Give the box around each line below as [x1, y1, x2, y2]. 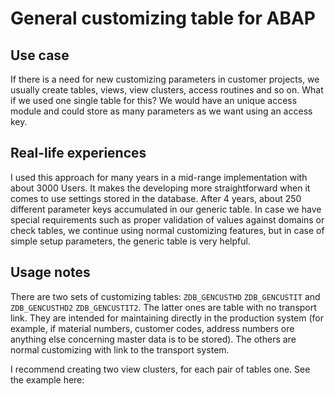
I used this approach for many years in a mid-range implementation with [10, 171, 308, 183]
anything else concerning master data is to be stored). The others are [10, 333, 297, 345]
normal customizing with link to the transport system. [10, 343, 230, 356]
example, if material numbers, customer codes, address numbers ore [10, 322, 295, 334]
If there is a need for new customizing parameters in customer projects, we [10, 73, 320, 85]
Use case [10, 47, 70, 64]
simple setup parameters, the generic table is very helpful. [10, 235, 251, 247]
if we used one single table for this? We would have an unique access [10, 95, 298, 106]
